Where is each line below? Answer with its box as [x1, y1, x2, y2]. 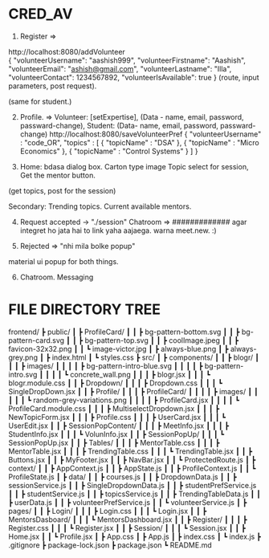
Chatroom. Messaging [19, 272, 94, 282]
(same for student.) [8, 96, 72, 106]
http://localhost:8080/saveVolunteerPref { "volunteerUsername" [49, 129, 262, 139]
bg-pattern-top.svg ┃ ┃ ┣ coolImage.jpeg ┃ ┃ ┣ [84, 335, 239, 345]
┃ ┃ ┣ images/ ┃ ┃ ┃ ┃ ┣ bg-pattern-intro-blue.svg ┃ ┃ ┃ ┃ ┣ [8, 360, 203, 370]
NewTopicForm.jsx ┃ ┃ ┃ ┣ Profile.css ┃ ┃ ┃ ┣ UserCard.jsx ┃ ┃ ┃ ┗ [8, 412, 226, 422]
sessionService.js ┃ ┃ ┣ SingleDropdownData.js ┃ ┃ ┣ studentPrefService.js [8, 480, 257, 490]
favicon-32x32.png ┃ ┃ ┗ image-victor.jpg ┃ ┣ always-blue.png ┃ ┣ [8, 344, 229, 353]
